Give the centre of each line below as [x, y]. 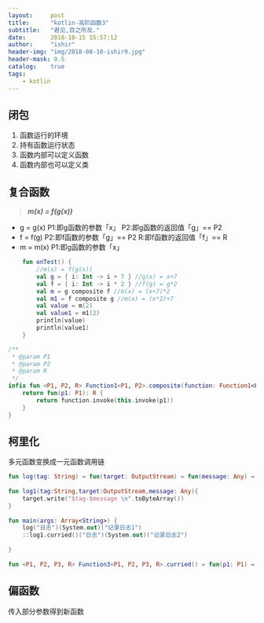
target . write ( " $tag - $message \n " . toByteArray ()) [103, 498]
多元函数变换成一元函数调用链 [56, 462]
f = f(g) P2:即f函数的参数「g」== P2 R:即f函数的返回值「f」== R [123, 237]
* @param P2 [31, 364]
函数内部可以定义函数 [54, 155]
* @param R [29, 371]
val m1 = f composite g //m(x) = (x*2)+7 [105, 299]
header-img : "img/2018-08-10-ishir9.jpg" [77, 52]
